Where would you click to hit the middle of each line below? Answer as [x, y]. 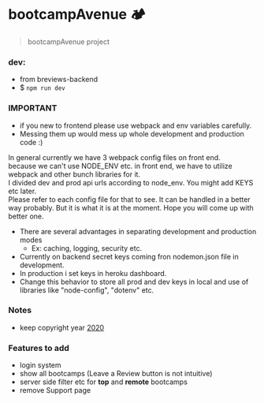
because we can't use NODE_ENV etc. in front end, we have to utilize [120, 166]
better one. [26, 216]
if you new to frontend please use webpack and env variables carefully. [136, 125]
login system [40, 365]
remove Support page [55, 390]
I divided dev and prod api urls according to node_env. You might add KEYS [131, 182]
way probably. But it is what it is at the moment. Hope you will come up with [131, 207]
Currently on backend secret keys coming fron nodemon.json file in [129, 256]
